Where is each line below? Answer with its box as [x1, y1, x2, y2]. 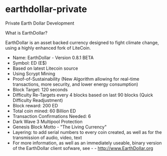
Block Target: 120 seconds [12, 86, 68, 92]
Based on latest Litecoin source [12, 65, 78, 71]
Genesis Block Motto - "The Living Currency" [12, 124, 107, 130]
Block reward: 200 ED [12, 102, 58, 108]
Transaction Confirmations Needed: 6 [12, 113, 91, 119]
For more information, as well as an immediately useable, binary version [12, 139, 162, 146]
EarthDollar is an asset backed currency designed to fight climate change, [5, 39, 159, 46]
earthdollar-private [5, 4, 87, 15]
